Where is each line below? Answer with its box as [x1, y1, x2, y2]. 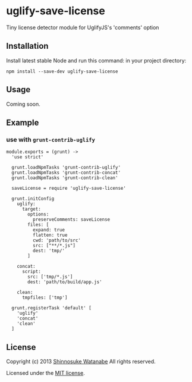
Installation [6, 41, 49, 51]
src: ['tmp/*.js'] [27, 274, 73, 280]
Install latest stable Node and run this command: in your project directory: [6, 57, 187, 64]
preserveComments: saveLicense [32, 217, 111, 223]
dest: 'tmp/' [32, 248, 65, 254]
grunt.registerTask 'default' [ [11, 305, 92, 311]
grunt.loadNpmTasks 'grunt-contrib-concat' [11, 170, 121, 176]
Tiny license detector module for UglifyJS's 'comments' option [6, 24, 159, 31]
